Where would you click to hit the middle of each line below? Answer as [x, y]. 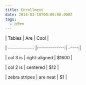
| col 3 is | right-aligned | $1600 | [39, 58]
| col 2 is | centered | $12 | [32, 67]
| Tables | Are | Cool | [27, 38]
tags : [11, 19]
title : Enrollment [24, 10]
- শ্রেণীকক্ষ [17, 24]
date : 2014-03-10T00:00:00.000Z [39, 15]
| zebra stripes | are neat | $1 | [36, 77]
